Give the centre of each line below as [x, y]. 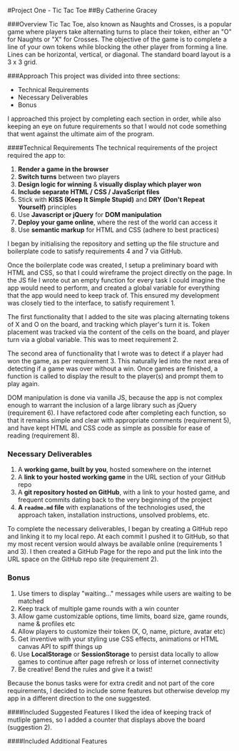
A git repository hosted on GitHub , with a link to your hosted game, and [124, 493]
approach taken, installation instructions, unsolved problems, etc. [114, 515]
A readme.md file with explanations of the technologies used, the [111, 508]
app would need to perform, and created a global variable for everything [113, 288]
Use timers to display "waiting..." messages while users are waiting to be [124, 593]
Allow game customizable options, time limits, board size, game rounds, [123, 616]
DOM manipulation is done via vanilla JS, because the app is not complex [115, 398]
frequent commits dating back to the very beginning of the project [115, 500]
